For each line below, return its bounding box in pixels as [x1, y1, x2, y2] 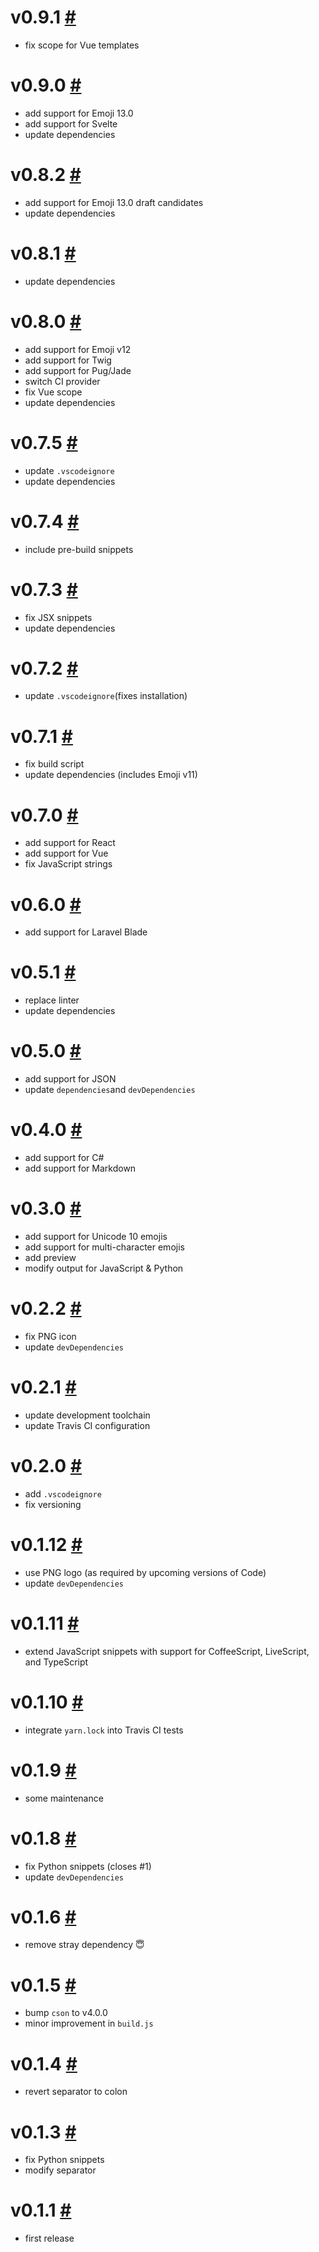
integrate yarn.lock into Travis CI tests [24, 1724, 184, 1736]
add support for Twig [24, 354, 112, 366]
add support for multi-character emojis [24, 1241, 185, 1253]
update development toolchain [24, 1409, 151, 1421]
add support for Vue [24, 847, 109, 860]
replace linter [24, 994, 80, 1006]
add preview [24, 1252, 77, 1263]
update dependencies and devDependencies [24, 1084, 196, 1096]
